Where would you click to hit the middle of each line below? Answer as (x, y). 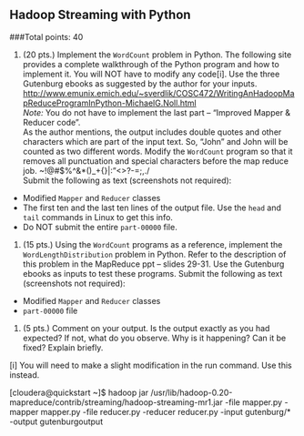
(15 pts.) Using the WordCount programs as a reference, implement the (152, 244)
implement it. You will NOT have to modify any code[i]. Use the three (151, 74)
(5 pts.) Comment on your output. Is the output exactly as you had (146, 328)
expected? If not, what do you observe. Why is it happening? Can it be (154, 338)
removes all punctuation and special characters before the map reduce (156, 161)
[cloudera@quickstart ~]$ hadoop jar (79, 392)
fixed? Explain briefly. (63, 347)
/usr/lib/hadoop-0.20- (191, 392)
